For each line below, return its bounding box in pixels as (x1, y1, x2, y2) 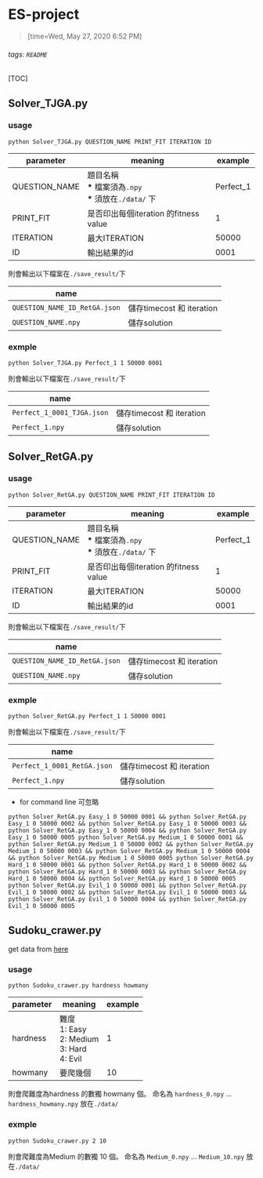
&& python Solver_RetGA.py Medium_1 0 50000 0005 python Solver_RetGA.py (8, 854, 254, 863)
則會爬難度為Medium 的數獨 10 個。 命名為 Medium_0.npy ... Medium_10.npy (8, 1151, 245, 1161)
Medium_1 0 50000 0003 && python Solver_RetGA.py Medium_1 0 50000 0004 (8, 848, 250, 855)
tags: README (8, 49, 48, 59)
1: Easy (59, 1024, 88, 1035)
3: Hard (59, 1044, 88, 1055)
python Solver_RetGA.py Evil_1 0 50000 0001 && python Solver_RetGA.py (8, 881, 247, 890)
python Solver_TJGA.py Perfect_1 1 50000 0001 (8, 359, 163, 367)
